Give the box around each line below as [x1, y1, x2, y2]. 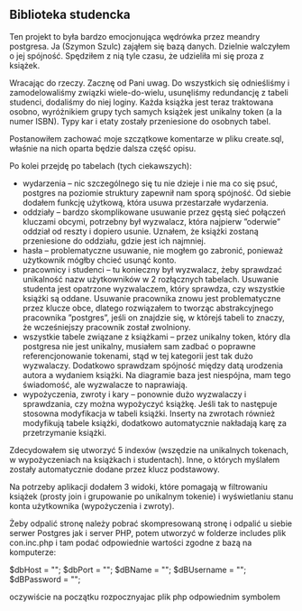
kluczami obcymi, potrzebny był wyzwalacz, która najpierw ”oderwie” [22, 216, 281, 227]
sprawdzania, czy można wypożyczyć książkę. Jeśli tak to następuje [22, 398, 278, 409]
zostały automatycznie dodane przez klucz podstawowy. [9, 464, 221, 475]
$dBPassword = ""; [9, 573, 81, 585]
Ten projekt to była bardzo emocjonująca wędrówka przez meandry [9, 31, 261, 42]
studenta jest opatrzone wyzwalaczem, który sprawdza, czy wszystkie [22, 283, 286, 294]
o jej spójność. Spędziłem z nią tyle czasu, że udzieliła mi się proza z [9, 50, 264, 61]
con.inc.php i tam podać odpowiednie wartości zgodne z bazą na [9, 537, 252, 548]
